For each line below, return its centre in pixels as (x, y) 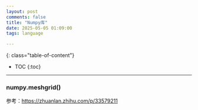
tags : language (25, 34)
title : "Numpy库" (27, 22)
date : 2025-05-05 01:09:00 (39, 28)
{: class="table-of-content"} (40, 55)
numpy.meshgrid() (34, 88)
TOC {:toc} (28, 67)
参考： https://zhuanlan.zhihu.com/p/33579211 (62, 101)
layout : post (22, 11)
